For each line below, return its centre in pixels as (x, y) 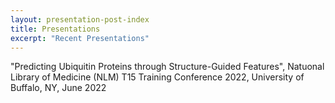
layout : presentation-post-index (80, 19)
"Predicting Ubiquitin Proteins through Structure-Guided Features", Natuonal (167, 67)
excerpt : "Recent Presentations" (80, 38)
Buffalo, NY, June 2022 (58, 88)
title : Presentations (55, 29)
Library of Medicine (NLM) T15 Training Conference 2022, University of (157, 77)
